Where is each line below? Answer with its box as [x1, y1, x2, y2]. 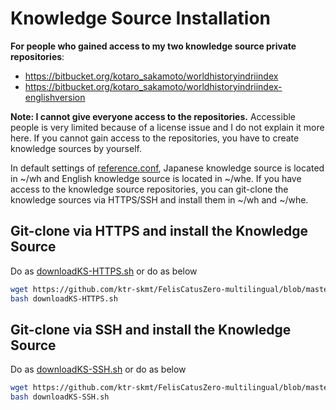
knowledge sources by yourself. [10, 142, 142, 154]
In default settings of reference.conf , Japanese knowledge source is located [10, 162, 325, 174]
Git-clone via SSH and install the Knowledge [10, 321, 292, 338]
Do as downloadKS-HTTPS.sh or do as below [10, 265, 198, 277]
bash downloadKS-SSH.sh [10, 392, 110, 402]
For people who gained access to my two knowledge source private [10, 40, 297, 52]
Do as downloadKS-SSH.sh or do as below [10, 363, 187, 376]
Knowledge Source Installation [10, 7, 272, 30]
